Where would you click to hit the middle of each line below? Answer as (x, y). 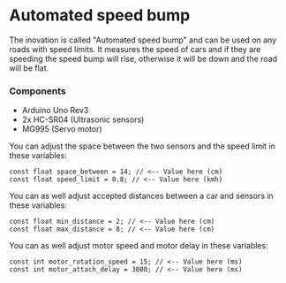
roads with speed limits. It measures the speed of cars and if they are (135, 49)
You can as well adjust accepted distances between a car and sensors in (141, 196)
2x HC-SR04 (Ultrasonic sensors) (83, 119)
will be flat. (29, 68)
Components (38, 91)
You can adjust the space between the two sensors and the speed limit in (143, 146)
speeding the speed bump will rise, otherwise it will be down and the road (143, 58)
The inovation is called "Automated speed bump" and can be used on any (143, 40)
